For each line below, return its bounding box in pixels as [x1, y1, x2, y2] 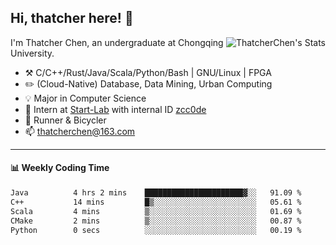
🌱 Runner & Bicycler [24, 114, 107, 126]
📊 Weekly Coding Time [10, 162, 110, 174]
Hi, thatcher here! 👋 [10, 10, 134, 27]
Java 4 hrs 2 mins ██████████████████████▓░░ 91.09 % [10, 188, 302, 198]
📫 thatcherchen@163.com [24, 125, 136, 137]
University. [10, 47, 55, 59]
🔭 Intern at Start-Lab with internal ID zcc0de [24, 103, 207, 115]
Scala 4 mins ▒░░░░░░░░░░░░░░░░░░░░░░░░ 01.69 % [10, 206, 302, 216]
